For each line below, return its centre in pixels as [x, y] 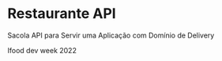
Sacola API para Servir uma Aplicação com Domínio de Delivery [111, 35]
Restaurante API [62, 14]
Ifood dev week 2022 [42, 50]
